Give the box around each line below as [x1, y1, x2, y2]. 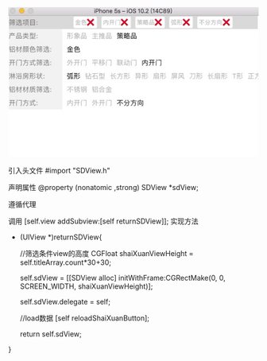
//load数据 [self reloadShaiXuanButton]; [19, 313, 149, 323]
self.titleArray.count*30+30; [19, 258, 111, 267]
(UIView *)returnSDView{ [19, 232, 103, 242]
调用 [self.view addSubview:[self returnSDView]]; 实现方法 [8, 216, 199, 226]
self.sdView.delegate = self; [19, 297, 111, 306]
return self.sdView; [19, 329, 82, 339]
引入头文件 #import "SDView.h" [8, 165, 110, 175]
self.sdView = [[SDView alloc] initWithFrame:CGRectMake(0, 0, [19, 273, 226, 282]
